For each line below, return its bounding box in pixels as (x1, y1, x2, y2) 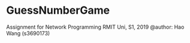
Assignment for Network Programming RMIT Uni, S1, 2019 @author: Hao (6, 23, 185, 30)
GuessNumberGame (6, 4, 110, 17)
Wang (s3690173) (6, 29, 50, 36)
